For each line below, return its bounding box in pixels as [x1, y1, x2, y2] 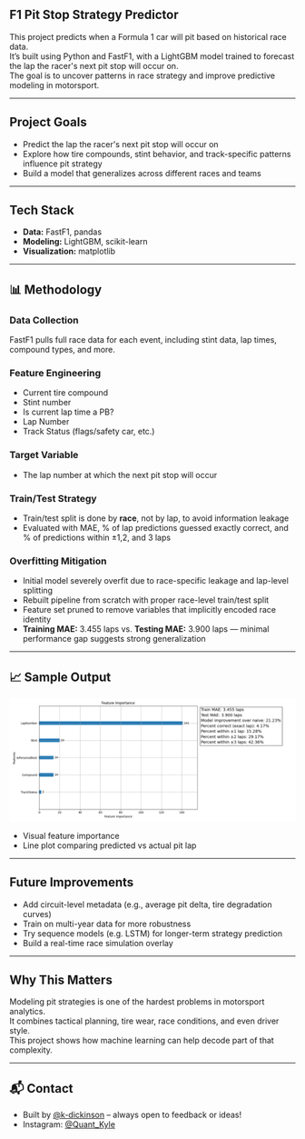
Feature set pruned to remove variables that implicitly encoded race [22, 604, 277, 615]
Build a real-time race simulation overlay [22, 937, 174, 948]
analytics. [9, 1006, 45, 1017]
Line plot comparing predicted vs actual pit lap [22, 840, 197, 851]
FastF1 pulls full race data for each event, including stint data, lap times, [9, 335, 277, 345]
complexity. [9, 1044, 53, 1055]
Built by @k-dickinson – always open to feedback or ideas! [22, 1109, 242, 1121]
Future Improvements [9, 874, 134, 890]
